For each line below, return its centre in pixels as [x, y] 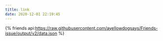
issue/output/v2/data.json [31, 33]
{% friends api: [20, 28]
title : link [17, 10]
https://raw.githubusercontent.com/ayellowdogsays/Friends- [96, 28]
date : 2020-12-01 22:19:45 [33, 14]
